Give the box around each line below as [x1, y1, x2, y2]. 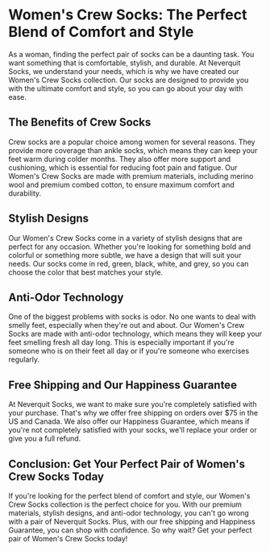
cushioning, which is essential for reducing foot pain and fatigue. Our [8, 163, 238, 172]
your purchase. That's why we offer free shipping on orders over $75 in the [8, 408, 259, 418]
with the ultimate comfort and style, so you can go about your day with [8, 83, 243, 93]
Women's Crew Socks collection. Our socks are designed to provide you [8, 75, 249, 85]
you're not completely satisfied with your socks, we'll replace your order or [8, 425, 257, 435]
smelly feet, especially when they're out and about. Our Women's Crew [8, 321, 245, 330]
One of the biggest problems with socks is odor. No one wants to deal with [8, 312, 256, 321]
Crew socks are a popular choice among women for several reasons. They [8, 137, 255, 147]
